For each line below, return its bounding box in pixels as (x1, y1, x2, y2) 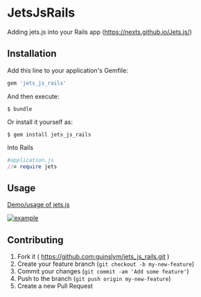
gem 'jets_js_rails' (7, 80, 67, 87)
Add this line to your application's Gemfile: (7, 66, 128, 74)
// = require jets (7, 163, 58, 170)
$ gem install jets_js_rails (7, 131, 91, 138)
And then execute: (7, 92, 60, 100)
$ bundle (7, 105, 33, 112)
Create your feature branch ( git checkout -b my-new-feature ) (17, 260, 195, 268)
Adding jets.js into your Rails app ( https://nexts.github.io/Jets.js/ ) (7, 28, 193, 36)
